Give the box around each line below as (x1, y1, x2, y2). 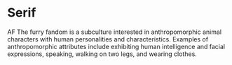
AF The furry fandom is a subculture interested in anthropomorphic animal (7, 28, 222, 36)
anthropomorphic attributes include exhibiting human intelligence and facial (7, 42, 226, 50)
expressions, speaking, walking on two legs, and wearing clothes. (7, 50, 198, 58)
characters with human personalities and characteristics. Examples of (7, 35, 209, 43)
